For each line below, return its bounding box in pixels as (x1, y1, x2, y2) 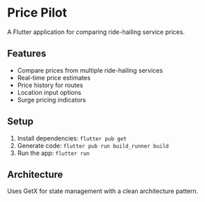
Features (7, 48, 46, 59)
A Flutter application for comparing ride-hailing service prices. (7, 28, 185, 36)
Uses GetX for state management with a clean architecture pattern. (7, 187, 199, 195)
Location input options (17, 88, 82, 96)
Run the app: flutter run (17, 149, 90, 157)
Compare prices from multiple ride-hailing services (17, 66, 163, 74)
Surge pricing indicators (17, 95, 87, 104)
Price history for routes (17, 81, 83, 89)
